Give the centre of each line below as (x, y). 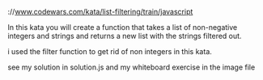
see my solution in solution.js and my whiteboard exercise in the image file (131, 67)
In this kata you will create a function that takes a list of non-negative (123, 27)
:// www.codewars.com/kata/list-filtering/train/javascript (100, 12)
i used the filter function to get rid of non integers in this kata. (110, 51)
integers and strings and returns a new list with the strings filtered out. (125, 36)
